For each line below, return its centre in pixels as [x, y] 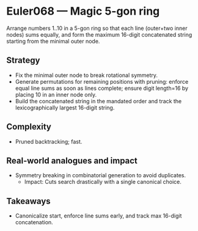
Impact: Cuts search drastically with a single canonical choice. [103, 182]
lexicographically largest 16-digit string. [65, 108]
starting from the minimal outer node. [53, 41]
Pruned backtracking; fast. [49, 141]
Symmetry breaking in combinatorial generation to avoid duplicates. [101, 175]
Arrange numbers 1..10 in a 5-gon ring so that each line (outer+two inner [97, 28]
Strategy [23, 60]
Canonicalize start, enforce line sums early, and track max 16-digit [98, 216]
